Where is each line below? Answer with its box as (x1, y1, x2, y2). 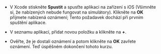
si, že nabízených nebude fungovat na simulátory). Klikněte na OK (9, 9, 144, 15)
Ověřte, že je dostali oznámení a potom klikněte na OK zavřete (9, 38, 136, 44)
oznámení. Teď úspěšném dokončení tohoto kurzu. (9, 44, 113, 49)
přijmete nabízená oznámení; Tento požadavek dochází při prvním (9, 15, 144, 20)
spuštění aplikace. (9, 19, 47, 25)
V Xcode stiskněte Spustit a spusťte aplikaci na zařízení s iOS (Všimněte (9, 4, 156, 10)
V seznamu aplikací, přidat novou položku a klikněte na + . (9, 29, 127, 35)
